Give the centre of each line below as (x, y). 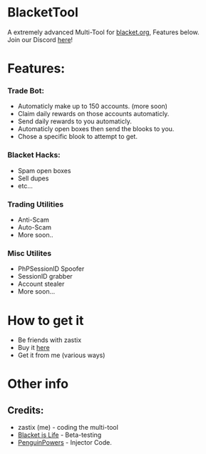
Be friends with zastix (50, 340)
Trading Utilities (36, 204)
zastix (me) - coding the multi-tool (68, 428)
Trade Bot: (26, 91)
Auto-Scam (35, 227)
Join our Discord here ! (40, 39)
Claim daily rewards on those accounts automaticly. (93, 114)
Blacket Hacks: (34, 155)
